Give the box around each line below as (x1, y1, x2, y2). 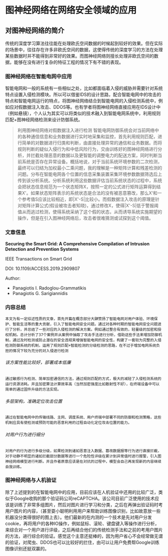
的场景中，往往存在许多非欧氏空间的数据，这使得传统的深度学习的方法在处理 (5, 47, 163, 53)
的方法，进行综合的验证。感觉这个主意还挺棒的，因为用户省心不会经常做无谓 (5, 533, 163, 539)
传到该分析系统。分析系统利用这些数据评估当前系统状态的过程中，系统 (17, 178, 162, 184)
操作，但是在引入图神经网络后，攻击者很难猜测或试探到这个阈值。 (17, 215, 153, 221)
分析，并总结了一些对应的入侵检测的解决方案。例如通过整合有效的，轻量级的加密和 (12, 327, 158, 332)
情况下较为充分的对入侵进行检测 (12, 348, 69, 353)
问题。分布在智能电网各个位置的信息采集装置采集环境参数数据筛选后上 (17, 171, 162, 177)
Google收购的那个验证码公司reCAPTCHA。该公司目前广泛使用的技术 (13, 495, 155, 501)
